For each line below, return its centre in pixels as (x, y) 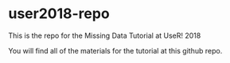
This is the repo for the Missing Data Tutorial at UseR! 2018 (105, 35)
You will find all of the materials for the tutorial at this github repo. (115, 50)
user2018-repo (59, 14)
